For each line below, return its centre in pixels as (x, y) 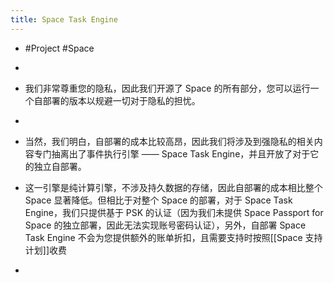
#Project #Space (59, 48)
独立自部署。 (60, 166)
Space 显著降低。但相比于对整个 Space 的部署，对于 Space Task (158, 200)
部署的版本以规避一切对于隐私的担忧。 (121, 100)
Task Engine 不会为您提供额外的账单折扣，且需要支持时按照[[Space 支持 (173, 237)
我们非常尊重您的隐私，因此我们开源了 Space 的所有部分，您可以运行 (167, 88)
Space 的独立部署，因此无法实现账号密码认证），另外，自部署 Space (165, 225)
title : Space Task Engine (64, 19)
